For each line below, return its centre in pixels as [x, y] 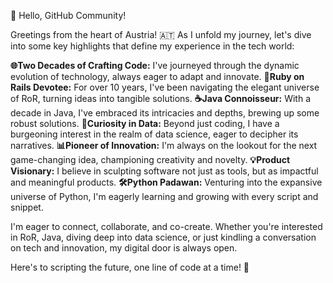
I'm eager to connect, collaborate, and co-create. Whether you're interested [166, 226]
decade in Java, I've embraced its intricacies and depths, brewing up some [165, 113]
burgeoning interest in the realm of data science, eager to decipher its [154, 134]
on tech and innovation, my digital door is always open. [124, 248]
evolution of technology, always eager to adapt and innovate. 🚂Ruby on [157, 76]
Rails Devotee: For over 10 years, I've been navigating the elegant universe [165, 87]
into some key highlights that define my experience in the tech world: [152, 46]
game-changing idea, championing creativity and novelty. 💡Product [150, 159]
